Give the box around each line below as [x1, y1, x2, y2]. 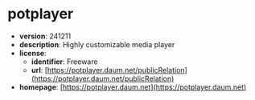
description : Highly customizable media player [19, 39, 175, 49]
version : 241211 [19, 31, 72, 41]
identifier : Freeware [31, 57, 98, 66]
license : [19, 48, 47, 58]
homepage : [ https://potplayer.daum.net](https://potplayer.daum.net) [19, 82, 247, 92]
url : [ [31, 65, 48, 74]
